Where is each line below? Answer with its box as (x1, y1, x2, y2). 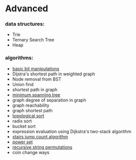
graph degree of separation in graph (12, 97, 86, 103)
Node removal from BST (12, 76, 62, 82)
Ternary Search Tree (12, 37, 54, 43)
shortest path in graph (12, 87, 58, 93)
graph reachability (12, 102, 50, 108)
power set (12, 139, 33, 145)
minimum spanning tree (12, 92, 61, 97)
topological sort (12, 113, 44, 119)
